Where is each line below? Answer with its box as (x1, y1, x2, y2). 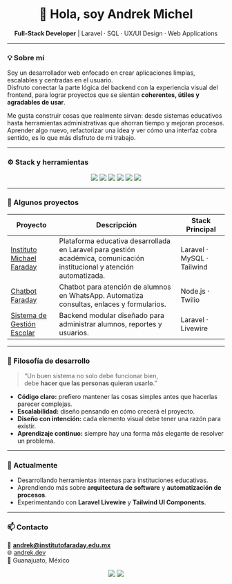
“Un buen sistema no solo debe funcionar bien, (23, 372, 159, 380)
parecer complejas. (17, 400, 72, 408)
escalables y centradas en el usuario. (7, 76, 113, 85)
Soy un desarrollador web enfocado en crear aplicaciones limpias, (7, 69, 195, 77)
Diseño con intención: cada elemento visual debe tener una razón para (17, 415, 221, 423)
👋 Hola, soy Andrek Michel (39, 6, 193, 22)
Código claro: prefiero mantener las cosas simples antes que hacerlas (17, 393, 217, 401)
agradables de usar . (7, 98, 66, 107)
